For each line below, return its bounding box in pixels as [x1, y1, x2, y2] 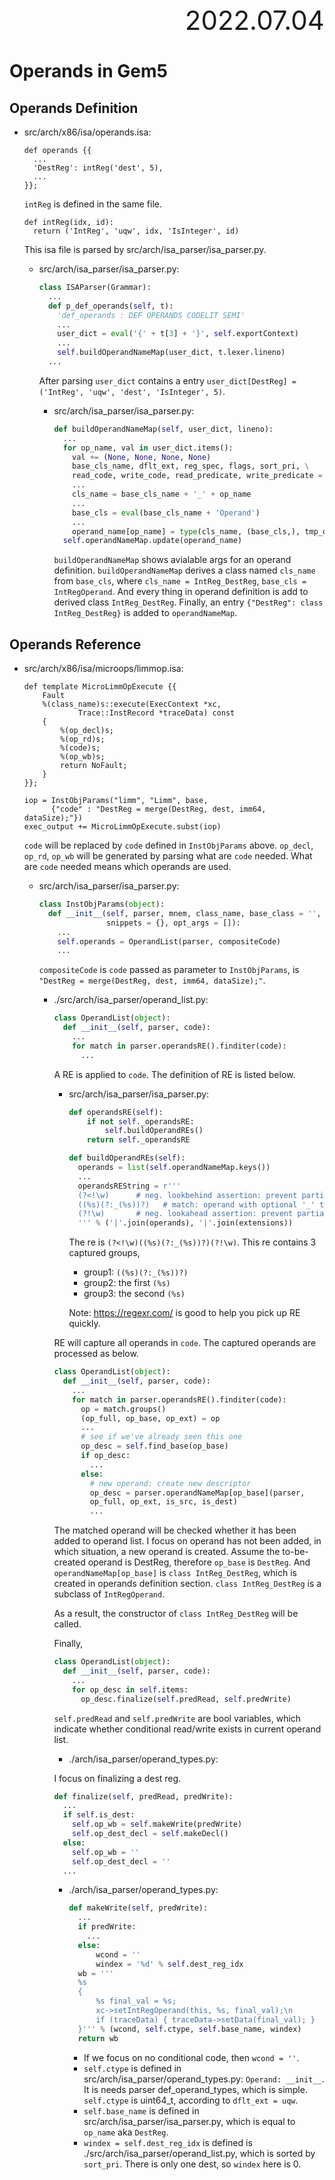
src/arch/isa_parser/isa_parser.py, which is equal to [83, 2115, 296, 2127]
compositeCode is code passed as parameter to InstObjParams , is [38, 964, 300, 976]
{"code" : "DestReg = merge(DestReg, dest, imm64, [50, 804, 267, 815]
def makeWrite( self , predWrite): [68, 1903, 209, 1913]
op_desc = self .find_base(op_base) [80, 1441, 229, 1452]
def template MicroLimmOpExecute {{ [23, 682, 177, 692]
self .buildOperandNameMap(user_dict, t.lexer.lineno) [57, 348, 286, 358]
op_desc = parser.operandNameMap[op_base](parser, [89, 1488, 306, 1498]
